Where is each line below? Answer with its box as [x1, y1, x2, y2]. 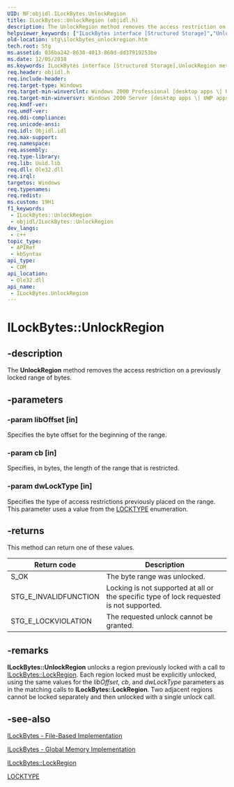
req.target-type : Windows [7, 82, 82, 89]
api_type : [7, 257, 36, 264]
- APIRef [10, 244, 36, 252]
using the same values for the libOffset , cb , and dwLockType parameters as [7, 678, 224, 686]
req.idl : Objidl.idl [7, 127, 68, 134]
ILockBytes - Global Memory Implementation [7, 745, 136, 753]
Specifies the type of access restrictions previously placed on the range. [7, 497, 216, 505]
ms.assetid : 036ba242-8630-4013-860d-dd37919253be [7, 50, 157, 57]
